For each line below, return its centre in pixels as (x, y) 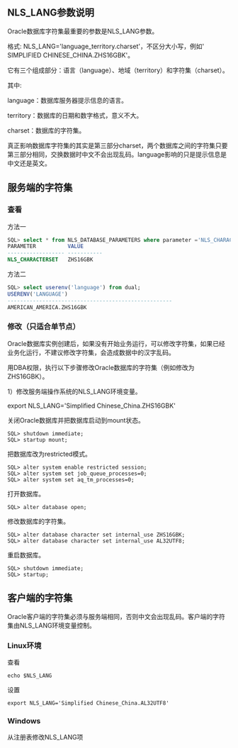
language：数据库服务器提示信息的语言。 (67, 100)
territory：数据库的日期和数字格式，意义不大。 (75, 115)
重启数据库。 (26, 554)
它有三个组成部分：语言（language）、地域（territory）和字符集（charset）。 (118, 70)
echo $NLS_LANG (30, 676)
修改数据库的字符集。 (38, 521)
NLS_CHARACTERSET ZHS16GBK (50, 260)
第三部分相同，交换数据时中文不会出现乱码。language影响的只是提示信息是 (117, 154)
